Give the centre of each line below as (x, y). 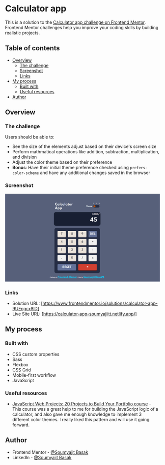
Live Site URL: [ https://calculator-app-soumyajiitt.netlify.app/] (74, 314)
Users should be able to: (30, 137)
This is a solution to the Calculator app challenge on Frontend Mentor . (76, 22)
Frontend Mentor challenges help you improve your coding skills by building (82, 27)
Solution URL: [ (27, 303)
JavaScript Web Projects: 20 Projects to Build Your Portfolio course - (82, 404)
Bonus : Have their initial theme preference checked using (70, 168)
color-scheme (26, 173)
